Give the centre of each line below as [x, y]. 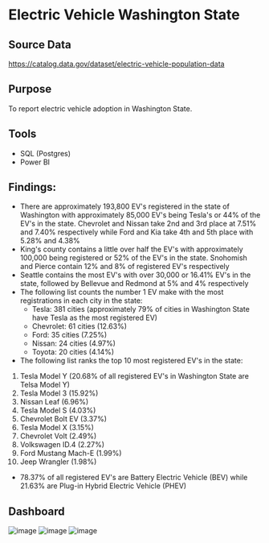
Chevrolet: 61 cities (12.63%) [79, 326]
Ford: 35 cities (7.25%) [69, 335]
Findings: [33, 187]
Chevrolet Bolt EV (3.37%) [63, 419]
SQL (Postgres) [45, 153]
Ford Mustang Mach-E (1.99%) [71, 454]
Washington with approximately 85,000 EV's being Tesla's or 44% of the [140, 215]
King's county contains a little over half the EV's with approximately [131, 249]
